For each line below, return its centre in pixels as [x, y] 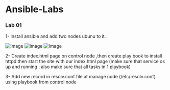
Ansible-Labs [34, 9]
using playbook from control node [41, 82]
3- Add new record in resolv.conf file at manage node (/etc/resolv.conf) [80, 77]
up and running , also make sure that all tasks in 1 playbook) [68, 67]
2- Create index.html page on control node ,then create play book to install [84, 56]
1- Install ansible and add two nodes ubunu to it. [56, 36]
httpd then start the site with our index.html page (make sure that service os [85, 62]
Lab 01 [14, 25]
